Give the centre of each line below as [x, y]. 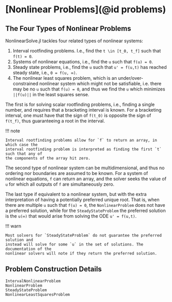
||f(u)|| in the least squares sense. [51, 94]
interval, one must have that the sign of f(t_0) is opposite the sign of [78, 115]
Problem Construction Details [54, 269]
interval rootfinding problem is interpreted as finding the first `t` [83, 149]
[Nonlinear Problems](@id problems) [86, 10]
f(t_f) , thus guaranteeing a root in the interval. [55, 121]
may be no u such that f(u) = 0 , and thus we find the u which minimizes [89, 89]
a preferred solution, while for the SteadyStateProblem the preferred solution [85, 210]
